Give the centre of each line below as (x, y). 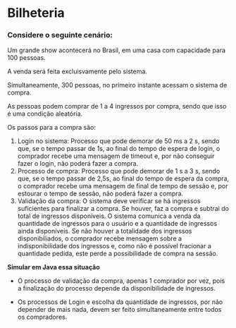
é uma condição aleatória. (45, 114)
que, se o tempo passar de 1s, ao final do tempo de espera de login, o (119, 149)
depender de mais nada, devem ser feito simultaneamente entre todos (119, 310)
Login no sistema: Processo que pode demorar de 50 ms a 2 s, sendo (118, 141)
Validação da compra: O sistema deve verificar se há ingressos (109, 201)
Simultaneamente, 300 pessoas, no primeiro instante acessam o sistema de (117, 85)
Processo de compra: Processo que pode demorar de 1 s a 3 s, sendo (119, 171)
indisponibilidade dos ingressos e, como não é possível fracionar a (114, 246)
